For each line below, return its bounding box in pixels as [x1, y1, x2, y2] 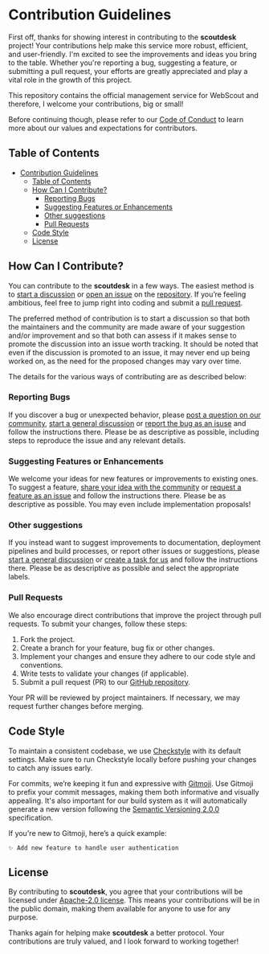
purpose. [8, 912, 39, 922]
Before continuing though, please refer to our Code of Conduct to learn [8, 114, 244, 124]
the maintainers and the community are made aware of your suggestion [8, 321, 245, 331]
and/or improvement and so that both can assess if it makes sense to [8, 330, 237, 340]
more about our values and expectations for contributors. [8, 123, 198, 133]
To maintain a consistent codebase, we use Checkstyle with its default [8, 746, 242, 755]
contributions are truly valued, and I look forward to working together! [8, 936, 239, 946]
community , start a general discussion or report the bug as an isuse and [8, 418, 247, 428]
